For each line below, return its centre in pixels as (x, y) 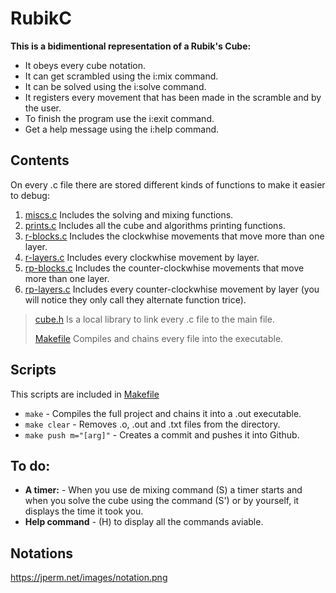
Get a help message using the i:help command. (122, 129)
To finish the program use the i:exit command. (119, 118)
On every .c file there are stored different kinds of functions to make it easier (168, 184)
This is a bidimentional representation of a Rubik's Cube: (131, 46)
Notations (41, 553)
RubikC (41, 18)
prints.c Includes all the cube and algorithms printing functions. (155, 225)
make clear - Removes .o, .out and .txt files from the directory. (152, 424)
